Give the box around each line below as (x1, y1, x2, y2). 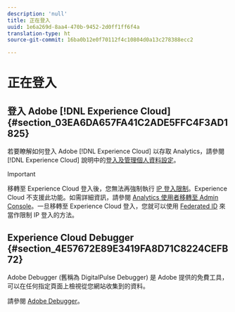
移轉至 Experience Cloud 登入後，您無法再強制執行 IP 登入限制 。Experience (7, 184, 227, 193)
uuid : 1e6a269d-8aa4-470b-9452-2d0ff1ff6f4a (7, 23, 140, 30)
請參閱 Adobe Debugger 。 (7, 297, 84, 305)
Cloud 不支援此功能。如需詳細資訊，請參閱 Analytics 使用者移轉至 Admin (7, 193, 219, 202)
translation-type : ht (7, 30, 71, 37)
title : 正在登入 (7, 17, 51, 24)
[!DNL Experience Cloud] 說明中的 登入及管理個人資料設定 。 (7, 156, 180, 164)
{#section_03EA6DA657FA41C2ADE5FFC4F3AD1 (7, 117, 229, 129)
